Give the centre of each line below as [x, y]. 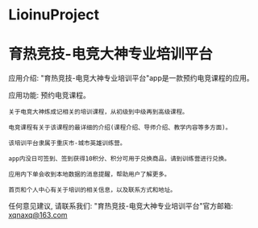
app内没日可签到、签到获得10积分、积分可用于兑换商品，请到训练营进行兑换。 [120, 159]
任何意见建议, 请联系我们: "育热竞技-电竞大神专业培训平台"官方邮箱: [121, 206]
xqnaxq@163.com [38, 215]
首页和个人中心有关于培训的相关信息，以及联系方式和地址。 [92, 190]
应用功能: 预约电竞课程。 [49, 95]
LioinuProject [54, 15]
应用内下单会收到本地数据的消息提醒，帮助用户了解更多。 [89, 175]
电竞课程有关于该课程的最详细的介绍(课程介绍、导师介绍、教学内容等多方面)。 [120, 128]
